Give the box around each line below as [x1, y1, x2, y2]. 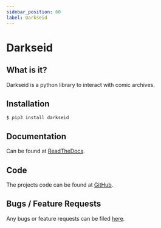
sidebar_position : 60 [6, 9, 61, 15]
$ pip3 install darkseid [6, 115, 69, 121]
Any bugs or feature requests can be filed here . [6, 215, 125, 222]
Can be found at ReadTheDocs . [6, 147, 85, 155]
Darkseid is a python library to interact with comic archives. [6, 81, 155, 88]
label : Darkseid [6, 15, 47, 21]
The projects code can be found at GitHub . [6, 181, 114, 188]
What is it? [6, 65, 47, 75]
